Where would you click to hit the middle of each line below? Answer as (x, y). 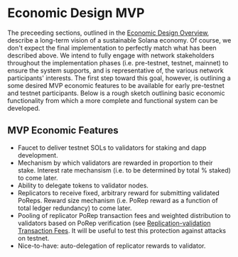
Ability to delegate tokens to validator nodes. (83, 185)
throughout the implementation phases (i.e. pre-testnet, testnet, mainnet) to (118, 62)
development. (38, 155)
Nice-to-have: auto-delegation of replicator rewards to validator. (112, 246)
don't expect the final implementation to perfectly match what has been (112, 48)
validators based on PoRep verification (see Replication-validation (114, 223)
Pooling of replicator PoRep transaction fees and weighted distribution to (124, 215)
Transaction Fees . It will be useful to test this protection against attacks (121, 230)
